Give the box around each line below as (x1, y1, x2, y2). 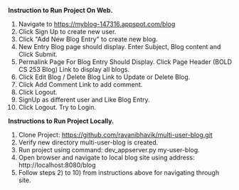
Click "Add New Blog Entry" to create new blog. (18, 35, 159, 43)
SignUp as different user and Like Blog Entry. (18, 95, 150, 104)
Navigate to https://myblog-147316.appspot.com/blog (18, 20, 176, 28)
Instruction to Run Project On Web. (8, 6, 113, 14)
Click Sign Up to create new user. (18, 28, 117, 36)
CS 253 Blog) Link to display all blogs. (18, 65, 130, 73)
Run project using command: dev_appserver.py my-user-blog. (18, 146, 200, 154)
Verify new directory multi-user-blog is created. (18, 138, 159, 147)
